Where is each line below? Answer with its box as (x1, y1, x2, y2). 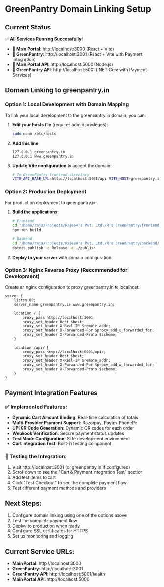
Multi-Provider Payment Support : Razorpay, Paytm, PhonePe (12, 419, 138, 426)
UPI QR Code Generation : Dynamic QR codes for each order (12, 425, 134, 431)
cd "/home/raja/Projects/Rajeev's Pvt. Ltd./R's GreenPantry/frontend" (12, 223, 162, 228)
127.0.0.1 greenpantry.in (12, 149, 65, 154)
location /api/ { (14, 345, 49, 350)
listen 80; (14, 298, 36, 303)
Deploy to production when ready (12, 523, 80, 528)
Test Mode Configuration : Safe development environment (12, 435, 130, 441)
